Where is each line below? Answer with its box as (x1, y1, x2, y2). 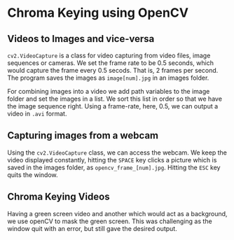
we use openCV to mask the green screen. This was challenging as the (7, 217, 212, 225)
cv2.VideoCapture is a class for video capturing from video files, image (7, 51, 211, 59)
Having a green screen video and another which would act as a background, (7, 209, 228, 218)
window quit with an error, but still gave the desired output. (7, 224, 177, 232)
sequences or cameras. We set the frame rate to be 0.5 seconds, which (7, 59, 214, 67)
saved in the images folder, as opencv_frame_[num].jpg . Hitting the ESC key (7, 163, 221, 171)
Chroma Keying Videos (7, 191, 110, 203)
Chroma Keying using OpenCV (7, 5, 189, 21)
